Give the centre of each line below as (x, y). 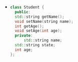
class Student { (27, 7)
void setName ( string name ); (44, 21)
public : (23, 12)
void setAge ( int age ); (38, 31)
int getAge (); (29, 26)
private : (24, 36)
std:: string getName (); (40, 17)
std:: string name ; (43, 40)
